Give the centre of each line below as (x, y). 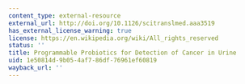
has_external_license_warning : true (70, 30)
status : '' (27, 46)
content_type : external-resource (65, 16)
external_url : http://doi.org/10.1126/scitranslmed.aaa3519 (112, 23)
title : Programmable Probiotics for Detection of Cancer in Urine (122, 53)
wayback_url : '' (36, 68)
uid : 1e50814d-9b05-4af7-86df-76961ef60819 (83, 61)
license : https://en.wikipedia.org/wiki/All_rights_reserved (114, 38)
